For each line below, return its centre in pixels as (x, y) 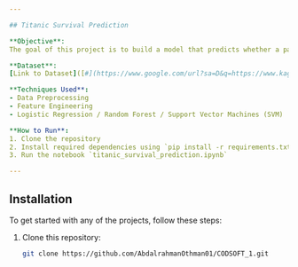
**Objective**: (37, 41)
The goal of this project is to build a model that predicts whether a (144, 50)
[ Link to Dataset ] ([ (47, 74)
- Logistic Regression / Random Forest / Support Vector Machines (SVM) (146, 114)
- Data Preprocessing (49, 98)
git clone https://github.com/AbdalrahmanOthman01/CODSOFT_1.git (145, 254)
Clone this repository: (61, 237)
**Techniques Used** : (49, 90)
